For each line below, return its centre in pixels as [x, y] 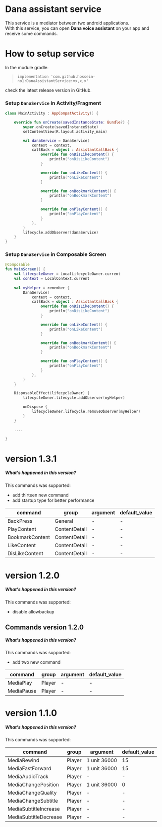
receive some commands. [31, 33]
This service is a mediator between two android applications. [67, 23]
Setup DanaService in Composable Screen [56, 254]
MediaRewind [24, 760]
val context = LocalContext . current [52, 279]
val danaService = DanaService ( [56, 140]
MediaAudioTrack [28, 777]
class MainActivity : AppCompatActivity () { [52, 114]
